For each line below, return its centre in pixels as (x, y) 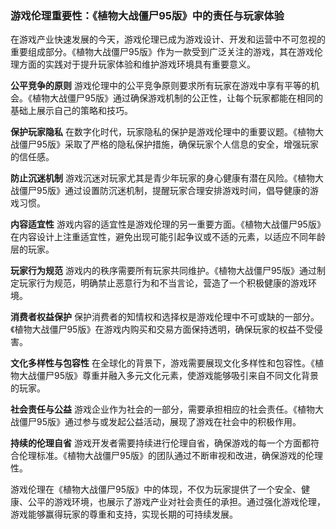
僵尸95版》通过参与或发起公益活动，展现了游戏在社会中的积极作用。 (160, 422)
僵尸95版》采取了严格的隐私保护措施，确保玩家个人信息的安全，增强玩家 (168, 144)
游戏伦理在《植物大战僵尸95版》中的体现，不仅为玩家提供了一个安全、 (156, 489)
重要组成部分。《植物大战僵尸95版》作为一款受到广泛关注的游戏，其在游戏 (162, 52)
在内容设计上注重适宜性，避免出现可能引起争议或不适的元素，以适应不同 (159, 237)
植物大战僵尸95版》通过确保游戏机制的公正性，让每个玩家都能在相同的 (177, 98)
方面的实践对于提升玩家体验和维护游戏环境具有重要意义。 (137, 64)
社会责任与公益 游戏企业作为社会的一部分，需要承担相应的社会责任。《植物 (162, 409)
